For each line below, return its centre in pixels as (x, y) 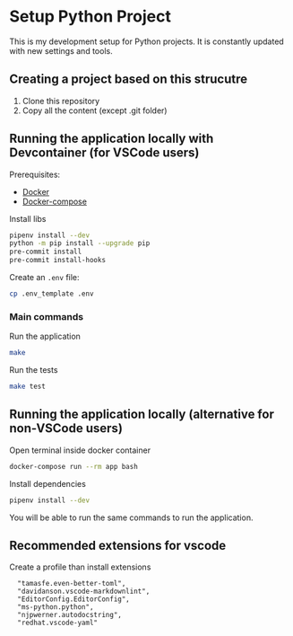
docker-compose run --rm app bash (74, 466)
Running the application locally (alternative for (142, 415)
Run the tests (34, 370)
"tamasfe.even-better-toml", (72, 584)
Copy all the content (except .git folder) (95, 110)
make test (28, 387)
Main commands (46, 316)
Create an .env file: (44, 278)
